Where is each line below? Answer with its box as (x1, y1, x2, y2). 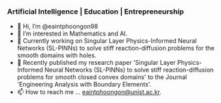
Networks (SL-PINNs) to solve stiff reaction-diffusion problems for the (16, 44, 215, 53)
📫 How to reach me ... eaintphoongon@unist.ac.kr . (16, 88, 162, 96)
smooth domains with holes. (16, 51, 97, 59)
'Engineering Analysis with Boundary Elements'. (16, 80, 152, 89)
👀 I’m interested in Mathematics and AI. (16, 29, 128, 38)
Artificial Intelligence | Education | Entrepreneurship (7, 7, 185, 16)
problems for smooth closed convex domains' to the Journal (16, 73, 187, 81)
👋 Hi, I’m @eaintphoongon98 (16, 23, 99, 31)
